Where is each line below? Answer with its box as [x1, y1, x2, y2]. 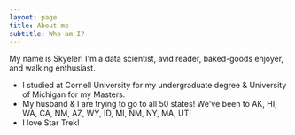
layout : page [9, 12, 58, 22]
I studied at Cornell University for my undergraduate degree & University [21, 80, 287, 91]
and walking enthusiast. [9, 63, 96, 73]
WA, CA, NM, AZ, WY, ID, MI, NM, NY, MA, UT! [21, 108, 192, 119]
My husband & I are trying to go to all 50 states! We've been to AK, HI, [21, 99, 277, 109]
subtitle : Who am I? [9, 29, 86, 38]
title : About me [9, 21, 69, 30]
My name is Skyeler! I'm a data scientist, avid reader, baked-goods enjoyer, [9, 54, 284, 64]
